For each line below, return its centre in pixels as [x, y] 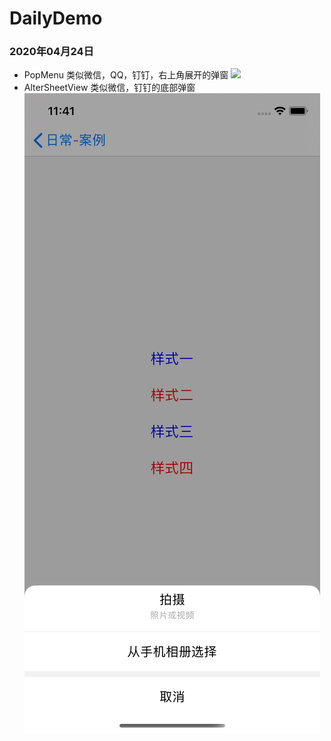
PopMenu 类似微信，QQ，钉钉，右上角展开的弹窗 [126, 75]
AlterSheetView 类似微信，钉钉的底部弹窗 [109, 88]
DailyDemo [56, 18]
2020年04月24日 [51, 52]
